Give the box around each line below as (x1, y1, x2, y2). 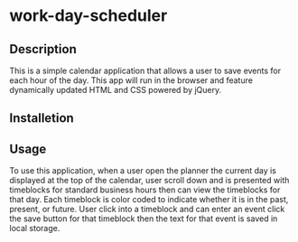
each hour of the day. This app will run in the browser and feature (9, 75, 253, 86)
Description (9, 42, 77, 57)
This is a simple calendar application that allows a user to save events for (9, 65, 282, 76)
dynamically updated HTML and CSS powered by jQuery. (9, 85, 222, 95)
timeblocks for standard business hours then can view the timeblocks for (9, 184, 281, 195)
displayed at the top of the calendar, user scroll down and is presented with (9, 175, 290, 186)
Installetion (9, 110, 74, 126)
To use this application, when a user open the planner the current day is (9, 165, 277, 176)
